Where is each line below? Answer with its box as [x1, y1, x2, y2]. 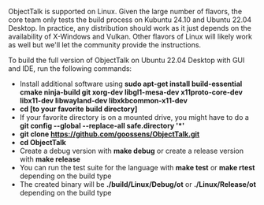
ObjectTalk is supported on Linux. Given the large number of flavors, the [8, 7, 243, 16]
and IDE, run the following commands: [8, 64, 132, 73]
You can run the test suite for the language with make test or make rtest [19, 163, 255, 172]
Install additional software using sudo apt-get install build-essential [19, 79, 243, 88]
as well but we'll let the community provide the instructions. [8, 40, 202, 50]
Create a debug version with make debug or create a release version [19, 146, 244, 155]
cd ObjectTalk [19, 138, 67, 147]
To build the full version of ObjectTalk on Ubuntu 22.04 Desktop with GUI [8, 55, 245, 65]
